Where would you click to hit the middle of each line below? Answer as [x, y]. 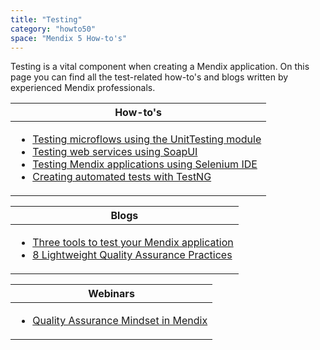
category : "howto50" [53, 29]
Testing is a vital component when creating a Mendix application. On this [160, 67]
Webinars [111, 294]
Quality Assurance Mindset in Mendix [120, 321]
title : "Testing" [46, 19]
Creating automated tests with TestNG [122, 177]
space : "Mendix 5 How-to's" [69, 38]
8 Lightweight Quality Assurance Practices [132, 255]
